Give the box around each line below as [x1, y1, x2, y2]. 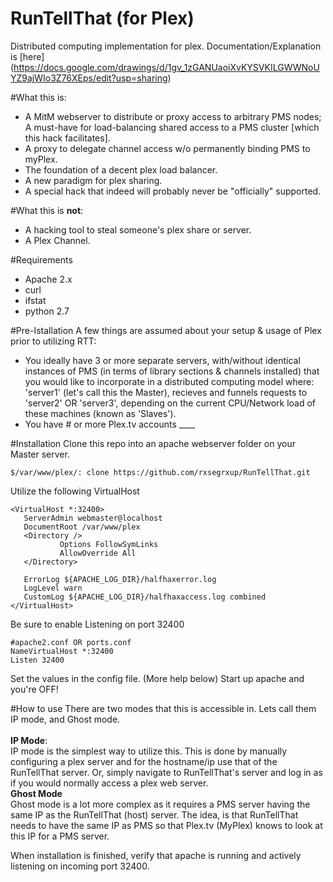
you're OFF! [10, 683, 59, 695]
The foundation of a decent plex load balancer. [24, 163, 218, 176]
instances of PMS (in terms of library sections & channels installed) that [24, 365, 320, 377]
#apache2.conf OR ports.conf [10, 637, 132, 647]
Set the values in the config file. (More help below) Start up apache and [10, 672, 305, 684]
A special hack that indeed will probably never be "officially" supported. [24, 185, 322, 197]
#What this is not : [10, 204, 84, 216]
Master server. [10, 448, 70, 460]
